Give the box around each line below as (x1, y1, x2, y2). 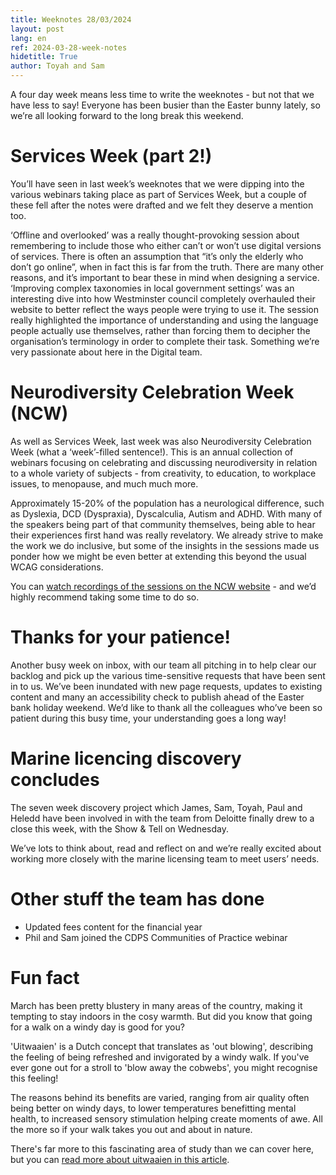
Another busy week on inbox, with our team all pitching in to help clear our (10, 659, 317, 671)
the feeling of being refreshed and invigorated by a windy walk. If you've (10, 1051, 310, 1063)
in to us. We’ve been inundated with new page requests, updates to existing (10, 680, 323, 692)
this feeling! (10, 1072, 59, 1084)
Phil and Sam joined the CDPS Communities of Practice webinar (24, 931, 288, 943)
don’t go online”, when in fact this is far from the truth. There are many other (10, 261, 324, 273)
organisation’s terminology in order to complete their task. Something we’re (10, 335, 320, 347)
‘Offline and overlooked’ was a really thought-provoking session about (10, 229, 300, 241)
